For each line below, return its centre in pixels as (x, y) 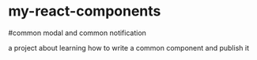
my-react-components (85, 11)
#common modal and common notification (77, 33)
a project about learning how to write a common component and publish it (128, 48)
